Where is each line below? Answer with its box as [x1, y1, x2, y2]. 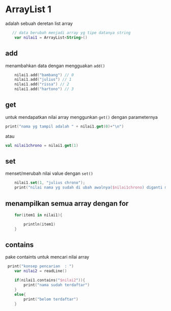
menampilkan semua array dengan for [5, 199, 129, 208]
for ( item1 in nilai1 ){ [14, 212, 63, 217]
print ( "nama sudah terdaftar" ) [23, 283, 90, 288]
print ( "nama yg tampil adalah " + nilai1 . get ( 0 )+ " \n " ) [5, 123, 124, 129]
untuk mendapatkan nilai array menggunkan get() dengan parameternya [5, 114, 158, 120]
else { [14, 292, 26, 297]
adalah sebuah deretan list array [5, 20, 73, 26]
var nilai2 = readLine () [14, 268, 67, 274]
